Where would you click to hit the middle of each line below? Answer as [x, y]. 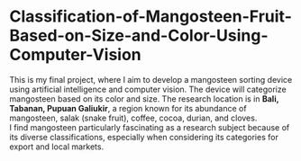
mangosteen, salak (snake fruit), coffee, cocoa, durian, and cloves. [133, 118]
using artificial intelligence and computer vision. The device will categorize [148, 89]
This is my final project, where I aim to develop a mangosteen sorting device [151, 79]
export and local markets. [57, 147]
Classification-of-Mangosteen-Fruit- [151, 17]
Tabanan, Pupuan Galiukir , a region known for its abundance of [128, 108]
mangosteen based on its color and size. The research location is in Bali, [144, 98]
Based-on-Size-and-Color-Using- [139, 36]
